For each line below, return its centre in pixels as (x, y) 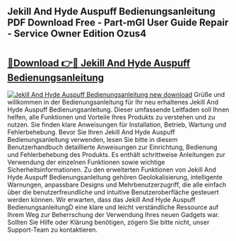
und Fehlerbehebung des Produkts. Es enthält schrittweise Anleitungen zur (117, 154)
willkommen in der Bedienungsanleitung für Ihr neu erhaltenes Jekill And (113, 102)
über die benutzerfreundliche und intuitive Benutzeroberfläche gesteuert (113, 192)
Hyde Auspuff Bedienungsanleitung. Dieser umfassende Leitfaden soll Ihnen (118, 110)
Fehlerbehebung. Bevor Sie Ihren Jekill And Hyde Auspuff (91, 132)
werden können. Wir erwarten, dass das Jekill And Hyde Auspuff (101, 200)
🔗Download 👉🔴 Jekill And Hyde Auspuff (99, 63)
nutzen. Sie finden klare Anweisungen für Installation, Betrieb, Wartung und (117, 124)
